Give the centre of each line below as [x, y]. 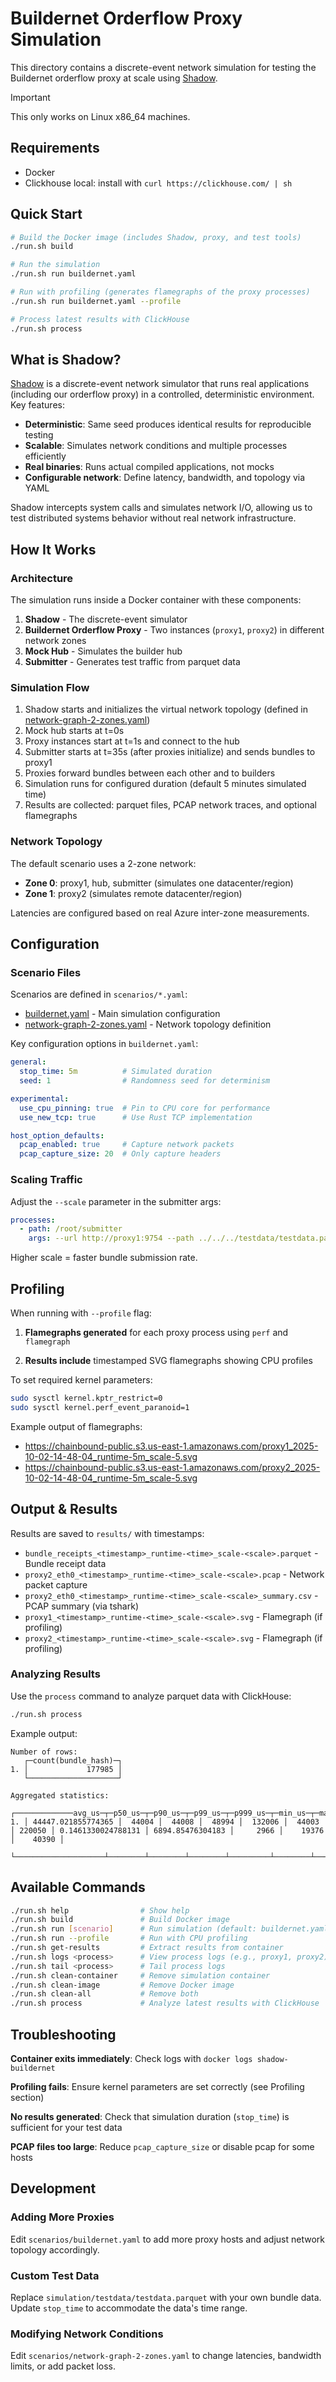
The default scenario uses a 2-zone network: [103, 863]
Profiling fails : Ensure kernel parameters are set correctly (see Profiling [157, 2086]
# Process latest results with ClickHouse [100, 319]
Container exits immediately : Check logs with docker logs [131, 2058]
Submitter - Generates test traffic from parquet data [132, 662]
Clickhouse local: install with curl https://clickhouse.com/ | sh [158, 183]
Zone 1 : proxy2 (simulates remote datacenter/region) [133, 893]
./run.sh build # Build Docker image [120, 1920]
